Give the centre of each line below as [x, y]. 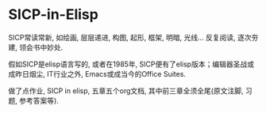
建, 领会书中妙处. [36, 47]
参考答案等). [39, 100]
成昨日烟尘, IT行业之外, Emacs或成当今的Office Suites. [97, 73]
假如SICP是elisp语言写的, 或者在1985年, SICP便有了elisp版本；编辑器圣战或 [131, 64]
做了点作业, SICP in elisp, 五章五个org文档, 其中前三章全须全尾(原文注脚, [126, 90]
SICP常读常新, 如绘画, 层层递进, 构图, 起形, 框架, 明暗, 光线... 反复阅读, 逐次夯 [133, 37]
